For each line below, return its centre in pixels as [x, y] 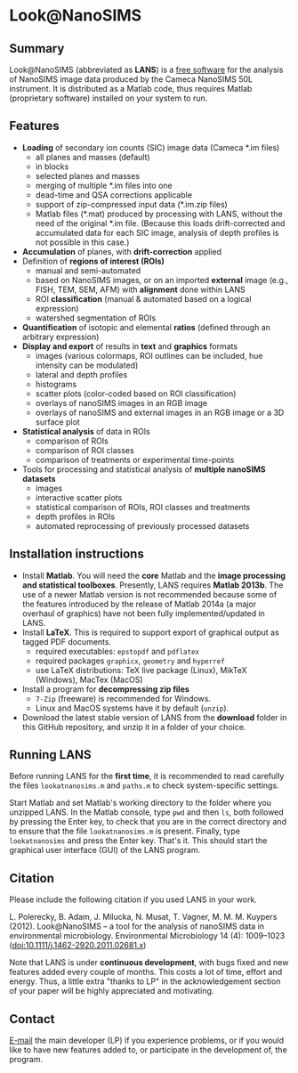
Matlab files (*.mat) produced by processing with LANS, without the [159, 214]
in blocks [52, 167]
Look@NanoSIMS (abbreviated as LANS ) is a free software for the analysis [146, 69]
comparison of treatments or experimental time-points [135, 459]
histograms [56, 384]
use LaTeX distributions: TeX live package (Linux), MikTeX [141, 670]
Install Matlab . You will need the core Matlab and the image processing [154, 575]
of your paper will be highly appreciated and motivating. [112, 991]
